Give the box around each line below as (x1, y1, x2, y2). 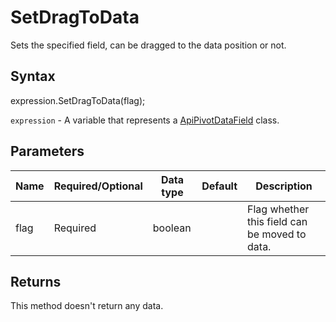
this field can (247, 214, 308, 228)
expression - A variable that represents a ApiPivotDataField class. (10, 114, 280, 126)
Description (255, 179, 313, 193)
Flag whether (247, 202, 310, 216)
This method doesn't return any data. (10, 300, 164, 312)
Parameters (10, 143, 85, 160)
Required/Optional (53, 179, 143, 193)
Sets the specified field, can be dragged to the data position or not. (10, 39, 287, 51)
